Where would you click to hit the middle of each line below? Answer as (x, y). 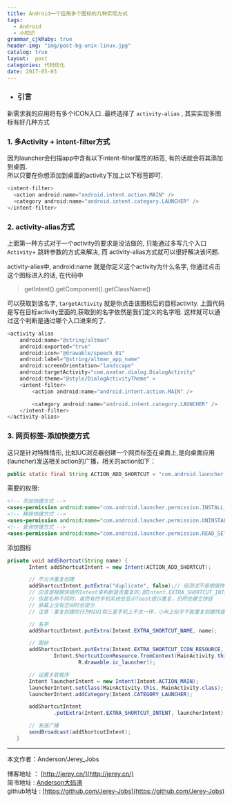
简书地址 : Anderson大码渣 (45, 782)
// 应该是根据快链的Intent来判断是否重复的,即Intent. (99, 592)
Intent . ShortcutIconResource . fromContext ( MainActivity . (135, 656)
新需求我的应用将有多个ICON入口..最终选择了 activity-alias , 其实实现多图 (114, 113)
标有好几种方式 (28, 122)
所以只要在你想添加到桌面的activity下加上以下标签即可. (85, 175)
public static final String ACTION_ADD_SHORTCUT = (81, 474)
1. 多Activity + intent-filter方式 (59, 141)
